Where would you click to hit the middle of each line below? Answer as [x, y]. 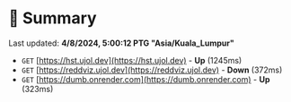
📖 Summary [53, 18]
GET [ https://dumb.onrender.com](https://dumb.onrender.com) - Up [145, 79]
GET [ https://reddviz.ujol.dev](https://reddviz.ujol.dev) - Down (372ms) [152, 70]
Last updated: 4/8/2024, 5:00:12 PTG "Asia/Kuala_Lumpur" [121, 43]
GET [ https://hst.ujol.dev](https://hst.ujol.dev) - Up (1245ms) [132, 60]
